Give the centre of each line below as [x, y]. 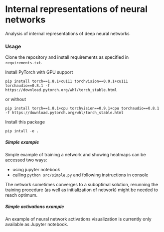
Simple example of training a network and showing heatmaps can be [76, 155]
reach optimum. [21, 195]
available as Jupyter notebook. [37, 225]
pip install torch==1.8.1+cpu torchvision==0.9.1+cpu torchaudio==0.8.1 [82, 109]
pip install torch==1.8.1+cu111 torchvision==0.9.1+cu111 [67, 81]
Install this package [25, 122]
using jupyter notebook [36, 170]
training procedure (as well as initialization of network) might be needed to [82, 190]
